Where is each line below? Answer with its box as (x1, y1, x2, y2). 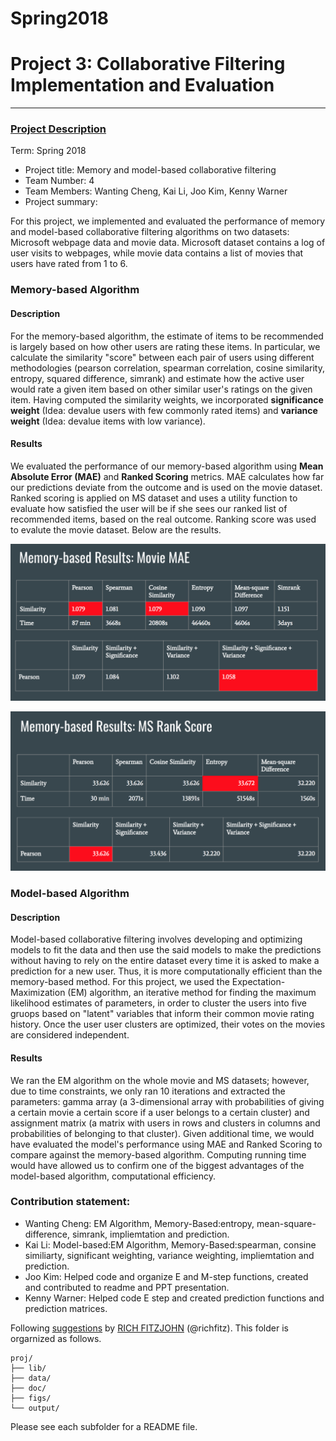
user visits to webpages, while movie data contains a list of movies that (10, 247, 304, 259)
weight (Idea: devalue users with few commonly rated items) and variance (10, 404, 318, 416)
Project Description (10, 122, 107, 136)
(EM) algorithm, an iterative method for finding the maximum (67, 987, 317, 999)
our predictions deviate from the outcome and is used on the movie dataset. (10, 481, 323, 493)
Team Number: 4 (24, 175, 95, 187)
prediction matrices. (24, 1302, 108, 1314)
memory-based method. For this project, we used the (10, 976, 230, 988)
